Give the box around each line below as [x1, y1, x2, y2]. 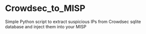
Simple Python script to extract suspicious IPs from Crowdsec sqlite [5, 19, 141, 24]
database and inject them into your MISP [5, 23, 87, 29]
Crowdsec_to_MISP [5, 3, 86, 14]
